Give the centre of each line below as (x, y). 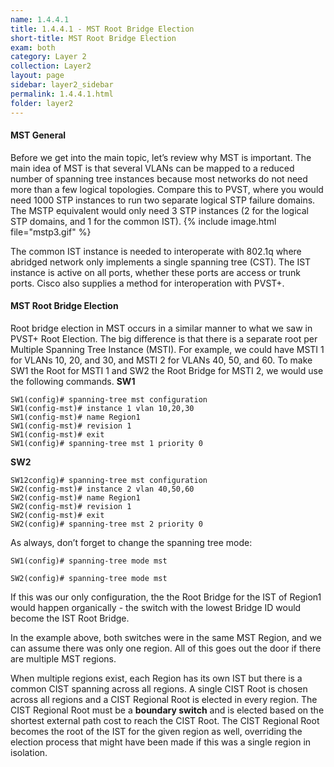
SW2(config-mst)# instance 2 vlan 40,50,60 (102, 489)
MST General (38, 135)
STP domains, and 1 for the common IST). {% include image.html (143, 221)
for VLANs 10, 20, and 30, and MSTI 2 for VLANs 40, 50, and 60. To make (161, 360)
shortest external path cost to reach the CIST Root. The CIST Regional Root (165, 720)
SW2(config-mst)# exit (57, 515)
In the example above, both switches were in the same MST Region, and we (166, 637)
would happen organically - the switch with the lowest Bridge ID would (156, 607)
